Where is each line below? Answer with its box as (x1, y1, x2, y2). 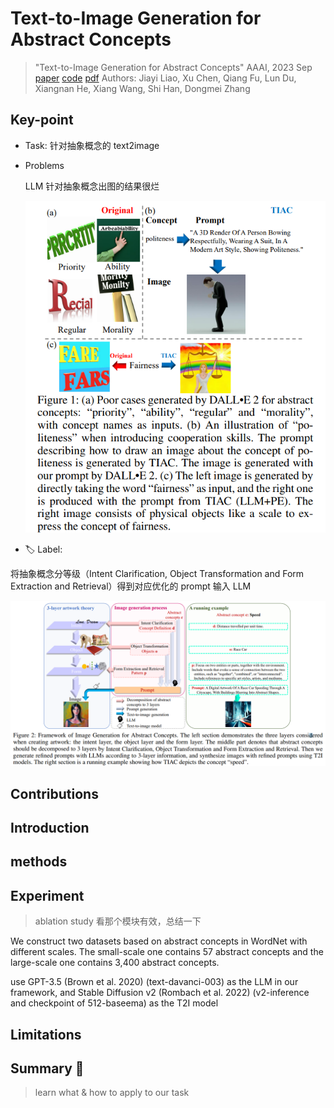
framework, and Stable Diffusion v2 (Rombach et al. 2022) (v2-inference (10, 987, 310, 999)
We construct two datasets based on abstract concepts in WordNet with (10, 935, 308, 947)
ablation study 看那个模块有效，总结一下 (34, 915, 202, 927)
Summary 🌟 (10, 1060, 85, 1077)
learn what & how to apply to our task (34, 1087, 190, 1099)
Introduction (10, 820, 90, 837)
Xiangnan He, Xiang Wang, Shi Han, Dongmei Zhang (34, 82, 251, 94)
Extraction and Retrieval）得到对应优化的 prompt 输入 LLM (10, 580, 252, 592)
